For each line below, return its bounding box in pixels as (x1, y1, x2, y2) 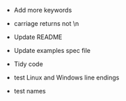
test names (13, 87, 47, 95)
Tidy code (13, 60, 43, 68)
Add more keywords (13, 6, 72, 14)
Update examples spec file (13, 47, 91, 54)
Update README (13, 33, 63, 41)
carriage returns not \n (13, 20, 79, 27)
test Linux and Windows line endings (13, 73, 120, 81)
